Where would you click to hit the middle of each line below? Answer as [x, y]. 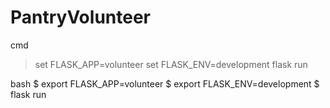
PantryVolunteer [80, 17]
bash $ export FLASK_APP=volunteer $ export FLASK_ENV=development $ [165, 83]
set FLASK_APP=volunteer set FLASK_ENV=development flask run [171, 64]
